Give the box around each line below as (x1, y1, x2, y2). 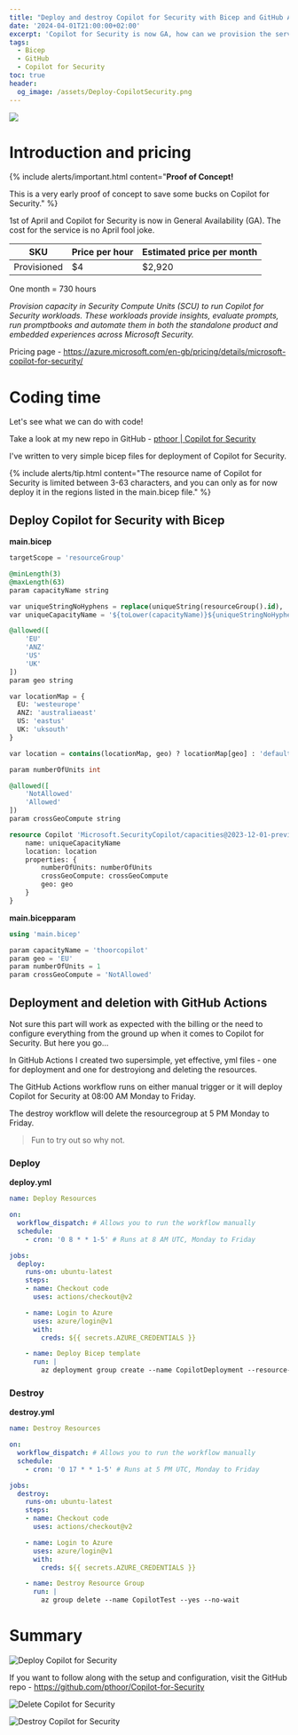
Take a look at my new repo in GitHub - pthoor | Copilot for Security (9, 434, 256, 444)
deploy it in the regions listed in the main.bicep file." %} (9, 487, 211, 497)
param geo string (9, 676, 74, 685)
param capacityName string (9, 585, 109, 595)
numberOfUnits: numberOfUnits (41, 864, 153, 872)
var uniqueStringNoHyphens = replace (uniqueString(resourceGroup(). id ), (9, 601, 284, 611)
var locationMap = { (9, 692, 86, 701)
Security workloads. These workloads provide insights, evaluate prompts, (9, 310, 279, 321)
